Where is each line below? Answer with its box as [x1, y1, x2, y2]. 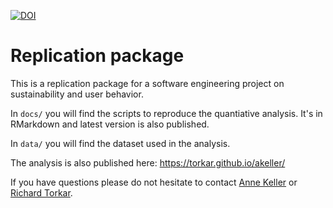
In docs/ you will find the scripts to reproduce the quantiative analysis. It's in [10, 107, 323, 119]
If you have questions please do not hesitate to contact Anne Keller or [10, 176, 298, 188]
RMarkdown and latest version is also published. [10, 118, 210, 130]
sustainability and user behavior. [10, 88, 144, 100]
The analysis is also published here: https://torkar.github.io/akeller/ [10, 156, 286, 169]
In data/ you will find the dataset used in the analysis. [10, 137, 231, 149]
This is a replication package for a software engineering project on [10, 77, 285, 89]
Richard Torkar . [10, 186, 73, 199]
